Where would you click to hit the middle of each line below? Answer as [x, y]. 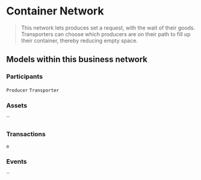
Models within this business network [77, 59]
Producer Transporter [32, 90]
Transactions [26, 134]
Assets [17, 105]
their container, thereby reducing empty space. [79, 40]
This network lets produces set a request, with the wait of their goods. [108, 28]
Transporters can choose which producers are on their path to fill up [106, 34]
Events [17, 162]
